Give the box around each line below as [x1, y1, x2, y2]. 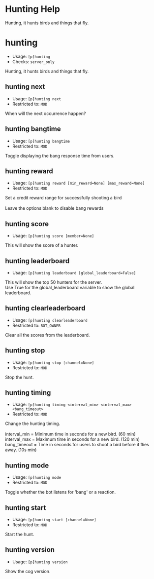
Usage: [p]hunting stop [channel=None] [12, 359, 94, 365]
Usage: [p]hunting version [12, 559, 68, 565]
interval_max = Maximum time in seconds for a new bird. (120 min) [5, 436, 140, 442]
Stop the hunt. [5, 374, 34, 380]
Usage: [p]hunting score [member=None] [12, 233, 94, 239]
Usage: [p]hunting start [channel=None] [12, 517, 97, 522]
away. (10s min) [5, 447, 37, 453]
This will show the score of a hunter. [5, 242, 79, 248]
